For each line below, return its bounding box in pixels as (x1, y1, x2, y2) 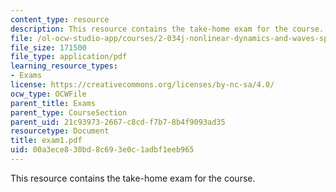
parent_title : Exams (10, 98, 97, 108)
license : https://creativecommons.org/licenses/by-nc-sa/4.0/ (10, 80, 275, 90)
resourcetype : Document (10, 126, 110, 136)
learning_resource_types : (10, 61, 118, 71)
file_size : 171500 (10, 42, 87, 53)
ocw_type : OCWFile (10, 89, 87, 99)
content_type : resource (10, 14, 110, 25)
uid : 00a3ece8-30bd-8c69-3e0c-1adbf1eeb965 (10, 145, 195, 155)
